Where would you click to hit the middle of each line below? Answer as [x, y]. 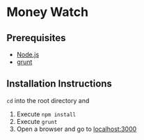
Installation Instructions [59, 84]
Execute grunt [37, 121]
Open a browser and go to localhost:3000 [77, 129]
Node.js [28, 54]
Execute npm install [46, 114]
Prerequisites [36, 38]
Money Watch [47, 12]
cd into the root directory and [48, 100]
